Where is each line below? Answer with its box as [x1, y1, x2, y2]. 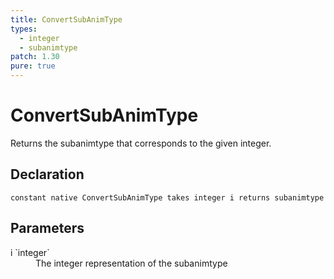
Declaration [10, 166, 85, 183]
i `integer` [10, 246, 50, 258]
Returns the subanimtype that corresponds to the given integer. [10, 137, 272, 149]
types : [10, 24, 38, 34]
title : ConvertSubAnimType [10, 14, 123, 25]
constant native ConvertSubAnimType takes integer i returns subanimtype [10, 192, 325, 203]
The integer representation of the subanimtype [35, 257, 228, 269]
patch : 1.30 [10, 52, 60, 62]
